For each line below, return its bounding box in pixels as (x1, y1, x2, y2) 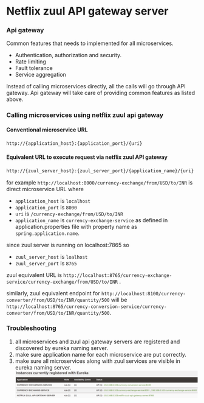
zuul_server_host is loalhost (15, 253, 88, 260)
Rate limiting (15, 58, 47, 65)
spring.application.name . (15, 230, 80, 237)
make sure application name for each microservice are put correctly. (15, 351, 187, 358)
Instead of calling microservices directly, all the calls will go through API (6, 83, 186, 90)
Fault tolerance (15, 65, 53, 72)
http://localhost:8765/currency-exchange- (63, 272, 172, 278)
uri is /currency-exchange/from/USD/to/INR (15, 210, 123, 217)
